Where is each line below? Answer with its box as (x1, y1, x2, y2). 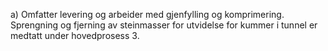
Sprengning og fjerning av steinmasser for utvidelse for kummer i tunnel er (10, 19, 318, 31)
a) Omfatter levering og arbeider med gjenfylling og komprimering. (10, 9, 285, 20)
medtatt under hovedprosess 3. (10, 30, 140, 41)
